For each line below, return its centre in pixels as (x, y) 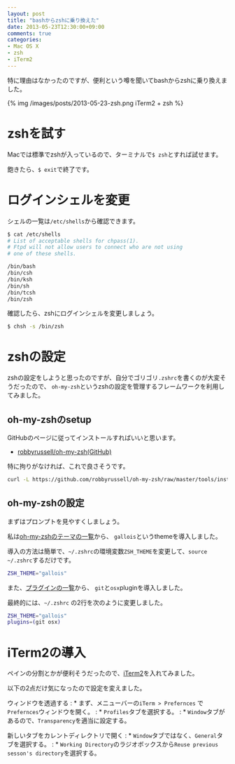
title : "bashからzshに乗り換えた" (53, 20)
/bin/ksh (20, 279)
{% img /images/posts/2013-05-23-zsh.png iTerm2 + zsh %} (95, 103)
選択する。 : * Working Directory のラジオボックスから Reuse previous (119, 744)
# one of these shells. (42, 254)
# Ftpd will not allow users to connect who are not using (95, 247)
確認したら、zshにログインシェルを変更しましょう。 (83, 314)
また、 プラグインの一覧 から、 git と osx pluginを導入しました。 (97, 587)
